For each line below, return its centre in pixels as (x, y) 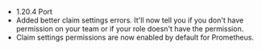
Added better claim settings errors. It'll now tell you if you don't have (130, 20)
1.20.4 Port (34, 12)
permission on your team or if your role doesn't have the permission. (130, 29)
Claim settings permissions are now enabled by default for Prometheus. (135, 37)
